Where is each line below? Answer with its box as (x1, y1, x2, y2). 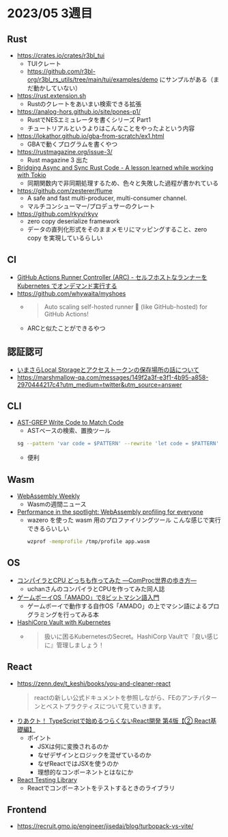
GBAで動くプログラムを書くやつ (27, 140, 118, 148)
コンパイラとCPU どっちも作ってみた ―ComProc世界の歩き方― (16, 576, 197, 584)
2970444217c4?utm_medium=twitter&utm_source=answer (16, 380, 182, 388)
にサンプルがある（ (159, 75, 214, 84)
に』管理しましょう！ (44, 640, 104, 649)
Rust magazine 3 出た (27, 156, 89, 164)
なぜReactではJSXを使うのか (37, 759, 119, 767)
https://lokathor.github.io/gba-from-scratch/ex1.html (16, 132, 165, 140)
